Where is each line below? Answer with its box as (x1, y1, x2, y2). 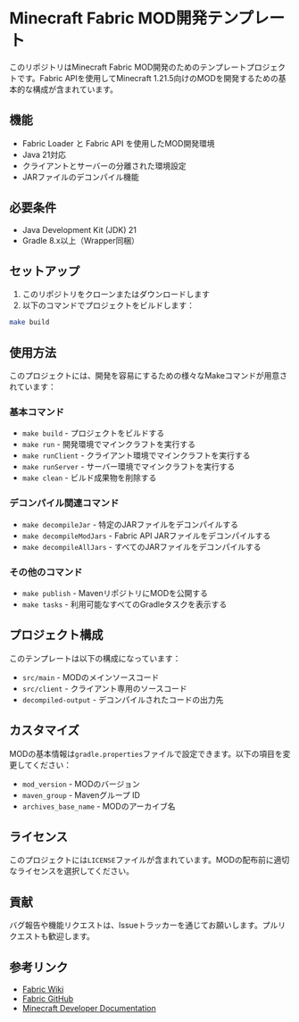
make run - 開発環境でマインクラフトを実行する (21, 439, 196, 450)
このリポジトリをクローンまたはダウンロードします (21, 289, 211, 300)
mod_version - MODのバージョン (21, 778, 141, 789)
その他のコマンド (9, 566, 83, 578)
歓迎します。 (47, 931, 96, 942)
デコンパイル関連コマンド (9, 497, 120, 510)
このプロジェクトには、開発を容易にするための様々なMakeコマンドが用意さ (9, 370, 288, 381)
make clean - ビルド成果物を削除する (21, 472, 157, 483)
